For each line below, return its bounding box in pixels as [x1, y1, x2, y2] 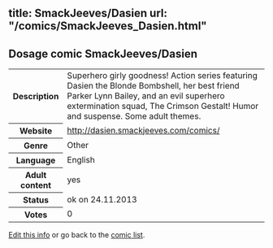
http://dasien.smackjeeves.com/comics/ [67, 124, 220, 136]
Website [19, 125, 53, 137]
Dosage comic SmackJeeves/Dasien [8, 46, 197, 60]
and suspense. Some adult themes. [67, 111, 201, 122]
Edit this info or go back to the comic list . [8, 229, 145, 239]
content [19, 179, 51, 190]
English [67, 154, 95, 165]
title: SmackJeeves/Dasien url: [8, 7, 168, 20]
